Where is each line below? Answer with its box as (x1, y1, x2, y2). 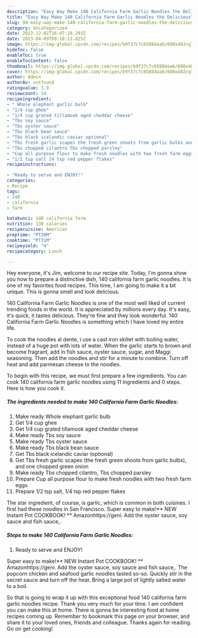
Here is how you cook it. (6, 385, 65, 392)
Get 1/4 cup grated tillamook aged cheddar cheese (15, 425, 139, 432)
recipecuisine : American (6, 227, 68, 233)
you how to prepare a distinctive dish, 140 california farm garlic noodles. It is (6, 276, 192, 283)
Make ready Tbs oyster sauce (15, 438, 88, 445)
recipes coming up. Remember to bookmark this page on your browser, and (6, 613, 190, 620)
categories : (6, 177, 36, 184)
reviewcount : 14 (6, 90, 46, 96)
